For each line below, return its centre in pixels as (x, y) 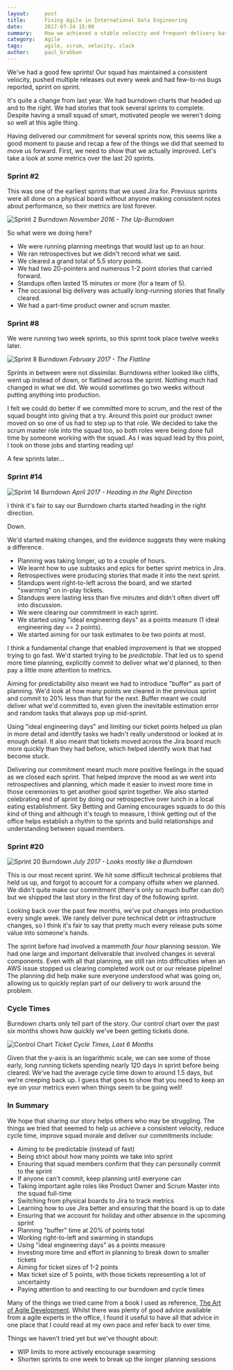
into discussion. (40, 604)
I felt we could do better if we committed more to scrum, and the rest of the (115, 408)
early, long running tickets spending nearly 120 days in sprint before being (113, 1065)
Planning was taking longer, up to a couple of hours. (92, 561)
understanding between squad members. (66, 828)
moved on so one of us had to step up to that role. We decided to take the (112, 423)
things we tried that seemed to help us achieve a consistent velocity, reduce (116, 1128)
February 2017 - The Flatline (110, 359)
